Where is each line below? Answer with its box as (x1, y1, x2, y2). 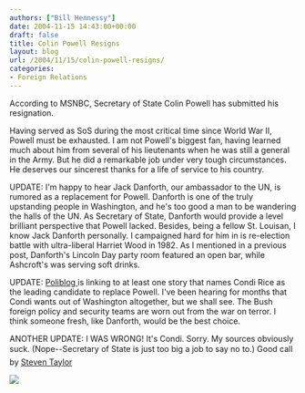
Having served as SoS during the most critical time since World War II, (9, 125, 273, 136)
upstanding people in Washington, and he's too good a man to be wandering (9, 201, 297, 212)
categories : (9, 65, 55, 74)
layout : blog (9, 47, 59, 57)
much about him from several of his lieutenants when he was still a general (9, 144, 290, 155)
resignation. (9, 107, 55, 119)
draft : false (9, 30, 59, 39)
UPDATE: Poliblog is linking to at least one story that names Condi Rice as (9, 276, 286, 287)
